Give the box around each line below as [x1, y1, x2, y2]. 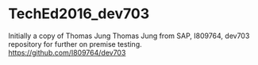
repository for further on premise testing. [8, 39, 143, 48]
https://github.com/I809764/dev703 [8, 48, 126, 57]
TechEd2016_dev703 [8, 5, 149, 23]
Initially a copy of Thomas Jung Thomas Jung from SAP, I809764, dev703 [8, 31, 250, 40]
